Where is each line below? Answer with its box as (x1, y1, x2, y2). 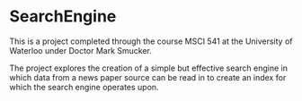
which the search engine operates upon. (9, 81, 159, 92)
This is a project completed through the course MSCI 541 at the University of (9, 36, 293, 46)
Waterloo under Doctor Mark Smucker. (9, 45, 153, 55)
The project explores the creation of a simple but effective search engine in (9, 63, 289, 73)
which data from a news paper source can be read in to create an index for (9, 72, 287, 82)
